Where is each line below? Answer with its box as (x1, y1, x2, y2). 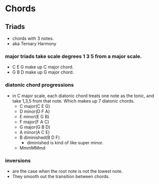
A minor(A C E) (19, 129, 50, 135)
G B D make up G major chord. (12, 69, 74, 75)
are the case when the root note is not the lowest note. (12, 168, 123, 174)
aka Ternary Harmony (12, 41, 56, 47)
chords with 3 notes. (12, 35, 54, 41)
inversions (5, 157, 31, 164)
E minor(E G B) (19, 113, 50, 119)
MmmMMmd (19, 145, 46, 151)
